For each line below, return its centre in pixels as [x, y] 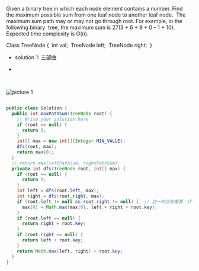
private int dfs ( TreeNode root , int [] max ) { [69, 169]
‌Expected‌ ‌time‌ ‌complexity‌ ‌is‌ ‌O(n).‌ [47, 34]
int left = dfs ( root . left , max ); [58, 191]
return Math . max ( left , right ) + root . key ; [70, 251]
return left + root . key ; [52, 240]
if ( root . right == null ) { [50, 235]
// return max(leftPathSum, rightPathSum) [65, 163]
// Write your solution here [53, 119]
